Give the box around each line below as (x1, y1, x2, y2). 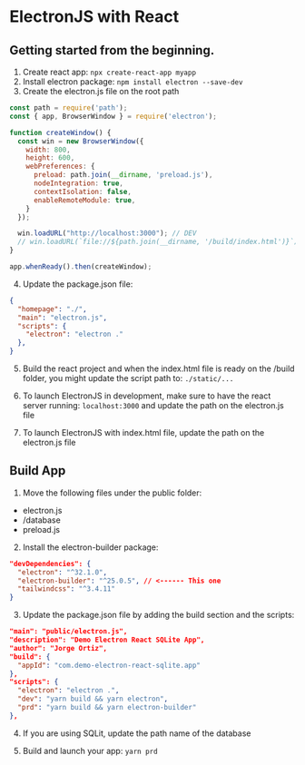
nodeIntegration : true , (33, 179, 124, 188)
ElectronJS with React (9, 6, 180, 27)
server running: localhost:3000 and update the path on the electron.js (22, 400, 284, 410)
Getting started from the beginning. (9, 43, 215, 58)
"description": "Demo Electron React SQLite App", (9, 635, 205, 645)
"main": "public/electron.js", (9, 627, 128, 636)
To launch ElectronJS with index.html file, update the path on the (22, 427, 265, 437)
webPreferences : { (25, 162, 95, 172)
